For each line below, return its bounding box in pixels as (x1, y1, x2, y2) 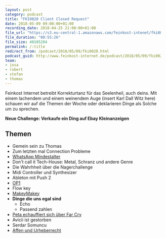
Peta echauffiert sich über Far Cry (12, 211, 82, 217)
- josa (5, 62, 19, 67)
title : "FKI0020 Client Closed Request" (5, 16, 90, 21)
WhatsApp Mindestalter (12, 153, 61, 159)
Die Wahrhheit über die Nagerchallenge (12, 164, 93, 170)
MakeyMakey (12, 190, 40, 196)
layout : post (5, 7, 32, 12)
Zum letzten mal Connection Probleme (12, 148, 91, 154)
